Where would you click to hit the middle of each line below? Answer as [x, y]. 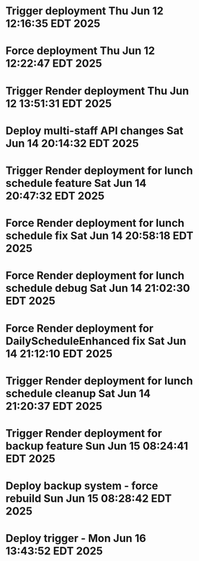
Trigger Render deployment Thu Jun [97, 91]
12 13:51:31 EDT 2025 [59, 103]
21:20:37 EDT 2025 [54, 406]
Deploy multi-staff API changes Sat [94, 131]
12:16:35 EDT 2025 [53, 24]
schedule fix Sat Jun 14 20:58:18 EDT [99, 236]
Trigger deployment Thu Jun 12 [85, 11]
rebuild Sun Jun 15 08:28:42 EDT [89, 499]
